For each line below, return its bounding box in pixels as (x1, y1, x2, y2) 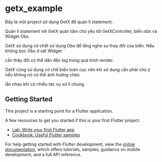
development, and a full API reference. (5, 151, 82, 157)
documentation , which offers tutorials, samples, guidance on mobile (5, 146, 140, 152)
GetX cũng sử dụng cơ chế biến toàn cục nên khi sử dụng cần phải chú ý (5, 66, 150, 73)
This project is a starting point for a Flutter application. (5, 108, 113, 114)
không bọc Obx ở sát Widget (5, 48, 62, 54)
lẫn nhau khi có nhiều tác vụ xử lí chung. (5, 81, 86, 87)
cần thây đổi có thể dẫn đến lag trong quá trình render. (5, 57, 114, 63)
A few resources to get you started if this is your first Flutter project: (5, 117, 140, 123)
